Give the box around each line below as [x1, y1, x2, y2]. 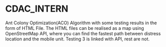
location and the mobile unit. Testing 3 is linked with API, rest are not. [5, 36, 150, 42]
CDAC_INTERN [5, 3, 69, 15]
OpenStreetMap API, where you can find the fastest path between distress [5, 30, 161, 36]
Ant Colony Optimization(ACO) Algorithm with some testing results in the [5, 20, 157, 26]
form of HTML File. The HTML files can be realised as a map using [5, 25, 144, 31]
